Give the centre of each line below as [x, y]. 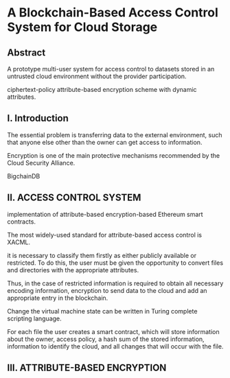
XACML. [19, 242]
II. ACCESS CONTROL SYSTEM [74, 198]
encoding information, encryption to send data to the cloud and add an [107, 290]
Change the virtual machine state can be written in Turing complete [102, 311]
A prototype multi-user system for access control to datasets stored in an [111, 69]
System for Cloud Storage [82, 27]
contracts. [22, 222]
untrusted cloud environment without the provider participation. [97, 76]
